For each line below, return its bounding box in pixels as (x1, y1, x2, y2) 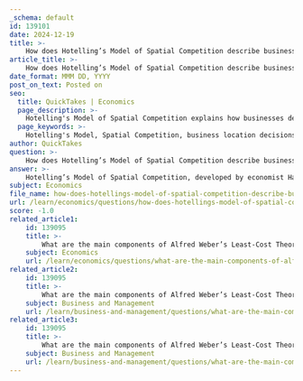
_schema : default (9, 13, 75, 23)
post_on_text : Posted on (9, 80, 103, 89)
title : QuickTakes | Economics (17, 97, 135, 107)
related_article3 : (9, 315, 78, 325)
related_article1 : (9, 214, 78, 224)
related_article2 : (9, 265, 78, 274)
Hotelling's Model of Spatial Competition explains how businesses (25, 114, 284, 123)
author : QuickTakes (9, 139, 83, 148)
